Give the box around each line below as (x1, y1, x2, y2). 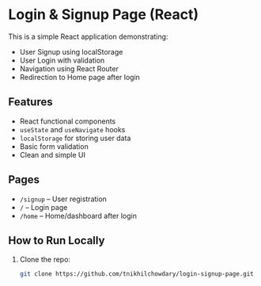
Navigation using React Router (19, 63, 119, 73)
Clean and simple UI (19, 150, 85, 159)
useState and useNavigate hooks (19, 124, 126, 134)
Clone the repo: (19, 255, 71, 265)
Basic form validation (19, 141, 89, 151)
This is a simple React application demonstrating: (8, 32, 168, 41)
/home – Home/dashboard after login (19, 211, 137, 220)
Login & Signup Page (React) (8, 6, 199, 24)
